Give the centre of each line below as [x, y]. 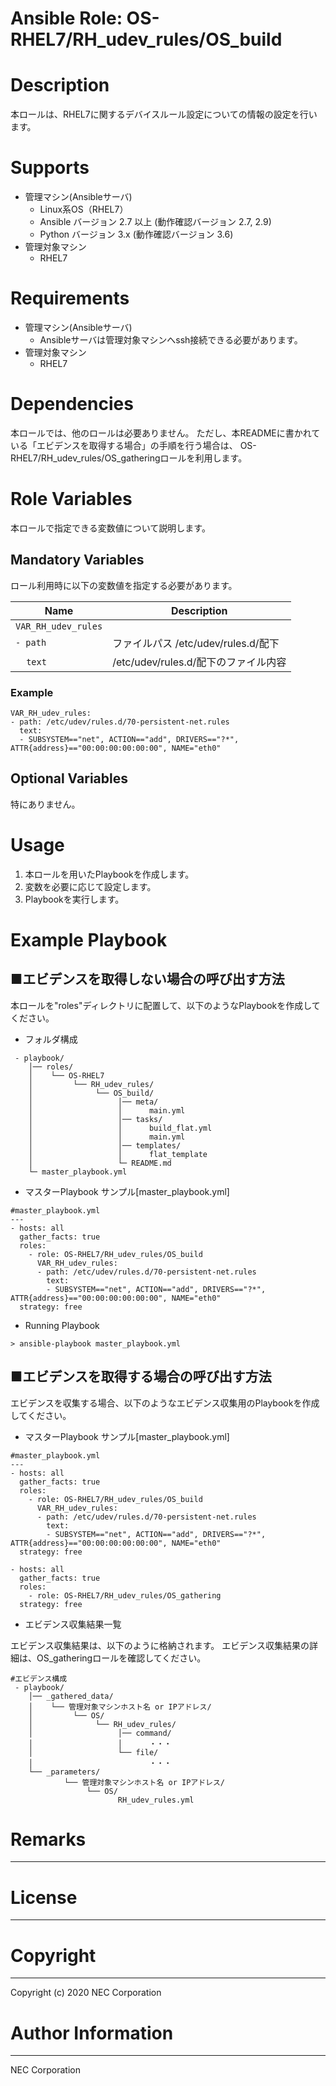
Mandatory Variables [77, 560]
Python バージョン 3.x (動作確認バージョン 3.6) [136, 234]
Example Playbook [89, 939]
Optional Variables [69, 778]
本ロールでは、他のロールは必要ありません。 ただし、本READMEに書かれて [165, 433]
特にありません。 [45, 804]
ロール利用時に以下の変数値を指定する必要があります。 [124, 585]
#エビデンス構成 [39, 1678]
